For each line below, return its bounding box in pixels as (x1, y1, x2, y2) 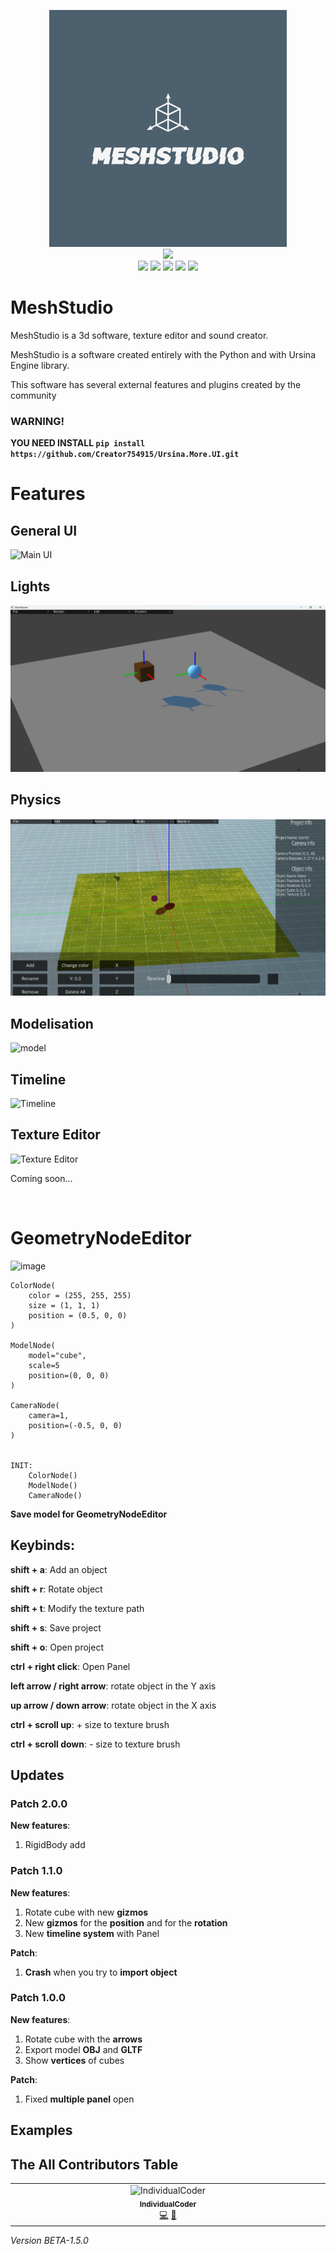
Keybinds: (10, 1537, 76, 1554)
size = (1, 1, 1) (28, 1300, 101, 1310)
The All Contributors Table (10, 2156, 179, 2173)
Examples (10, 2122, 73, 2139)
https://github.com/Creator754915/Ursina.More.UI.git (10, 450, 240, 460)
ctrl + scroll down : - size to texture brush (10, 1738, 181, 1750)
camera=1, (28, 1410, 70, 1420)
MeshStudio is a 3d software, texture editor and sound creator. (10, 329, 269, 341)
